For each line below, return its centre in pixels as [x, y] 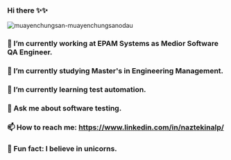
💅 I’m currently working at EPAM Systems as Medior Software [113, 44]
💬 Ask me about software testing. [65, 108]
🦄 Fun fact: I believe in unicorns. [62, 148]
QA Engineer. [30, 52]
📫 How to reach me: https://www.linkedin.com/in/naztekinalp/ [115, 127]
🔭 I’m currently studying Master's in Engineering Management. [115, 71]
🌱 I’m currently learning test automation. [77, 90]
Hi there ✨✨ [28, 10]
